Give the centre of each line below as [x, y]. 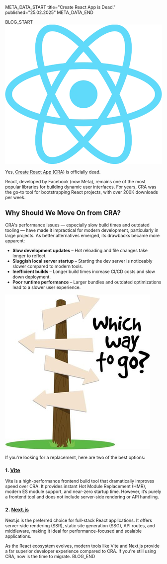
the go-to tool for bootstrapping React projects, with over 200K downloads [82, 192]
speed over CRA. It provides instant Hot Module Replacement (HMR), [76, 486]
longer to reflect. [30, 256]
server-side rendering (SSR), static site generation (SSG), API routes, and [80, 526]
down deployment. [32, 277]
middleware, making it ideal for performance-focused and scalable [74, 531]
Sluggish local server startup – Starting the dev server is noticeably [82, 261]
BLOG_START [19, 22]
